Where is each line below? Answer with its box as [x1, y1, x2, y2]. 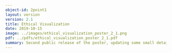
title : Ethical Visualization [5, 21, 70, 27]
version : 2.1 [5, 17, 33, 22]
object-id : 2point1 [5, 7, 47, 13]
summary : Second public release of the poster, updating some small [5, 40, 155, 45]
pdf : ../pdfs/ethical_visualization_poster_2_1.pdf [5, 36, 118, 41]
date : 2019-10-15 [5, 26, 42, 31]
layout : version [5, 12, 40, 17]
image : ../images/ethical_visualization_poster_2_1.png [5, 31, 127, 36]
